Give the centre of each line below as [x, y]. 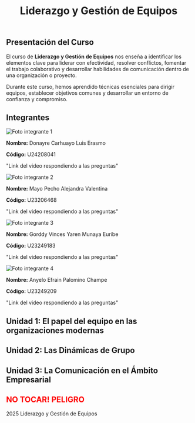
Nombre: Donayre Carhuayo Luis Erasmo [56, 143]
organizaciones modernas [55, 330]
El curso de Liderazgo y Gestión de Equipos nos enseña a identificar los [94, 56]
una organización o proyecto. [42, 75]
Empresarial [28, 380]
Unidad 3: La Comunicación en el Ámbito [82, 370]
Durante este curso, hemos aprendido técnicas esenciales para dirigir [90, 86]
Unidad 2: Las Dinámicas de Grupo [70, 350]
